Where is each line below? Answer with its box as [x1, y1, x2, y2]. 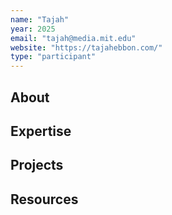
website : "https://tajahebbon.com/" [10, 42, 163, 53]
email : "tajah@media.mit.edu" [10, 33, 137, 43]
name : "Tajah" [10, 14, 70, 25]
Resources [10, 191, 79, 208]
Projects [10, 157, 64, 174]
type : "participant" [10, 52, 97, 62]
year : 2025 [10, 24, 56, 34]
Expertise [10, 122, 72, 140]
